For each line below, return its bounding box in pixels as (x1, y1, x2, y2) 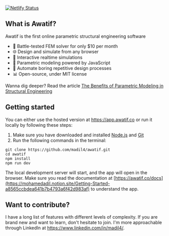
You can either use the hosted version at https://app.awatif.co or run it (5, 116, 153, 123)
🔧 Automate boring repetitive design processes (12, 65, 112, 71)
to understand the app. (91, 185, 139, 192)
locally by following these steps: (5, 122, 73, 128)
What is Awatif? (5, 19, 57, 28)
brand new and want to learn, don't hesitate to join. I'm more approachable (5, 220, 162, 226)
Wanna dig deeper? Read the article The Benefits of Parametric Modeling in (5, 82, 164, 89)
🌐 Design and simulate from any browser (12, 49, 99, 55)
